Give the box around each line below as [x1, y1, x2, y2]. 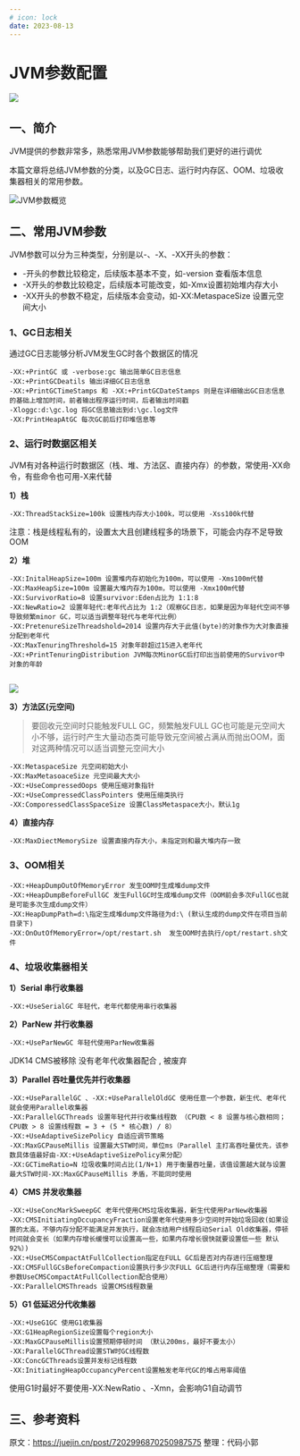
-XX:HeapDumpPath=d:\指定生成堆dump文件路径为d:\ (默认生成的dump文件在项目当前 [9, 910, 287, 918]
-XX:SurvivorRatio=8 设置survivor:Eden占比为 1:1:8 [9, 593, 199, 602]
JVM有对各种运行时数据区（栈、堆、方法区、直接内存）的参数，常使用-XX [9, 460, 283, 470]
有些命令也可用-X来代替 [24, 470, 112, 481]
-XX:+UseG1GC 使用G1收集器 [9, 1318, 103, 1328]
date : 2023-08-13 [9, 21, 74, 30]
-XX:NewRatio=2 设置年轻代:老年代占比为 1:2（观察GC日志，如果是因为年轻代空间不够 [9, 603, 290, 612]
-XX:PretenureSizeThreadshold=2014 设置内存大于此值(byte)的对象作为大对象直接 [9, 622, 289, 631]
